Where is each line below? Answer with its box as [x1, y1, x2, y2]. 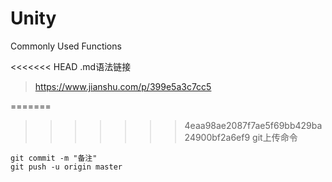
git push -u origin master [10, 162, 123, 172]
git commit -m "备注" [10, 153, 98, 163]
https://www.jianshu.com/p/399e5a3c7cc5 [34, 80, 212, 92]
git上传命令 [252, 131, 298, 143]
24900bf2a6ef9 [184, 131, 251, 143]
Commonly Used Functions [10, 40, 122, 52]
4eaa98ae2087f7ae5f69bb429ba [184, 119, 323, 131]
